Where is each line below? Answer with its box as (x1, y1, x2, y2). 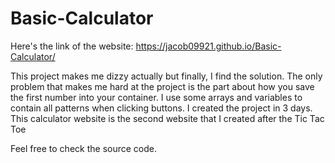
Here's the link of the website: (10, 40, 134, 52)
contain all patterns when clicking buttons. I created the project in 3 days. (10, 102, 313, 114)
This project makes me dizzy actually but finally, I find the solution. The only (10, 70, 323, 82)
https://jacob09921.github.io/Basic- (135, 40, 282, 52)
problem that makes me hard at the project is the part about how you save (10, 80, 315, 92)
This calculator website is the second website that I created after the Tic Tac (10, 112, 325, 124)
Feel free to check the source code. (10, 142, 157, 154)
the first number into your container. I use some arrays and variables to (10, 91, 303, 103)
